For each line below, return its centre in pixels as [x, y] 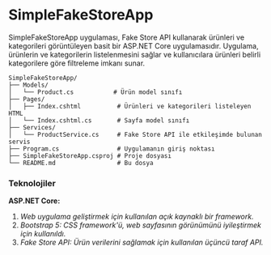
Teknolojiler [32, 183]
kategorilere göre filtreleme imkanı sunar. [77, 63]
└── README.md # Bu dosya [81, 163]
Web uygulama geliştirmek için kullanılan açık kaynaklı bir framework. [137, 217]
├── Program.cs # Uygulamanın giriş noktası [112, 149]
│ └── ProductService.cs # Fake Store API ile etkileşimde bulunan [135, 134]
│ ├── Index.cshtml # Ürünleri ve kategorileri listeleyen [130, 106]
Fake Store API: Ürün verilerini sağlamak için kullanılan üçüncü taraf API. [142, 242]
